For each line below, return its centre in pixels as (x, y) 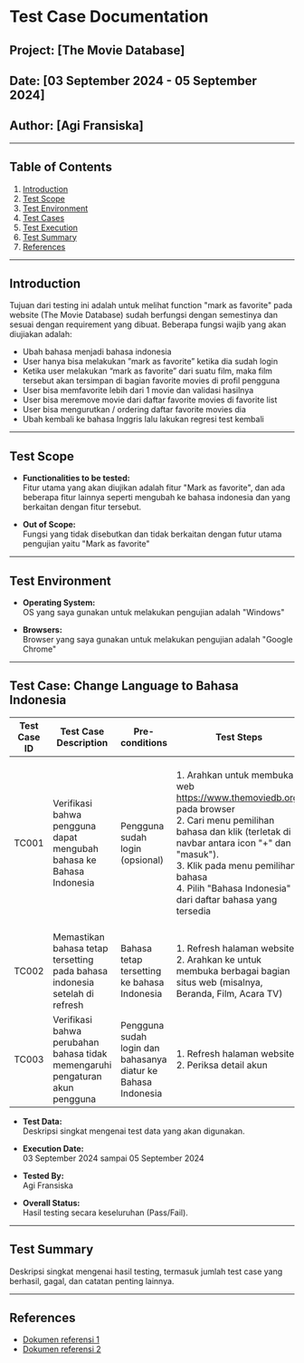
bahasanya (144, 1059)
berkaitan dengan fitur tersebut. (82, 507)
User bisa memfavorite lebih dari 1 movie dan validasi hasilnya (138, 391)
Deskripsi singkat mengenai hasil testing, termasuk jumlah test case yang (146, 1271)
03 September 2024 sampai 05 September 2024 (114, 1158)
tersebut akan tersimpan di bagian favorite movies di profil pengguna (151, 381)
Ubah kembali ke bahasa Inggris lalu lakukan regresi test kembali (143, 420)
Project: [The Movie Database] (97, 50)
